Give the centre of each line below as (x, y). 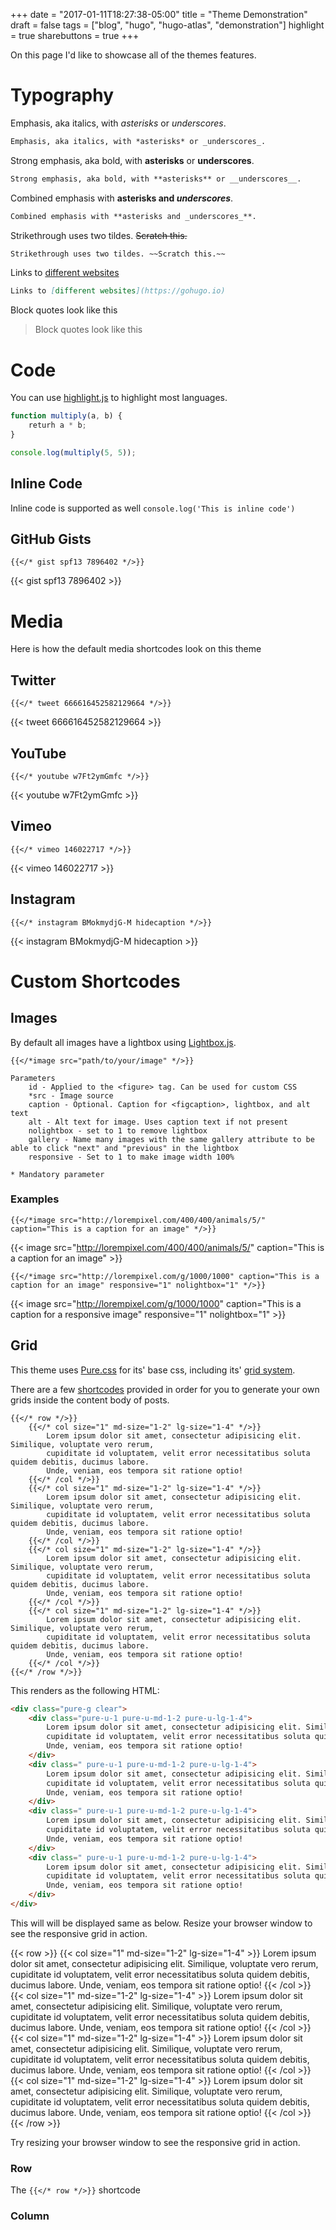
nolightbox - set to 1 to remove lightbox (118, 1130)
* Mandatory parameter (57, 1174)
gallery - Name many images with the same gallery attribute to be (171, 1139)
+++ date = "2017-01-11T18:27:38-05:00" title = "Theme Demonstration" (159, 14)
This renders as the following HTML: (85, 1690)
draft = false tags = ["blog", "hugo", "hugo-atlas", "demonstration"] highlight (167, 25)
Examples (35, 1199)
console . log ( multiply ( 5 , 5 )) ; (73, 452)
